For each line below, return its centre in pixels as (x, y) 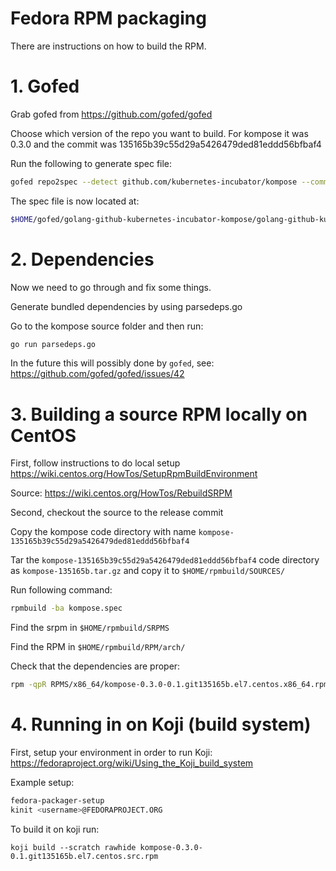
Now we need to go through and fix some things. (111, 287)
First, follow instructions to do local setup (95, 463)
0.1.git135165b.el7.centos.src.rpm (84, 856)
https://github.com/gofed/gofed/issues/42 (97, 374)
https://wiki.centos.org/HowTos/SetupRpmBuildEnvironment (134, 474)
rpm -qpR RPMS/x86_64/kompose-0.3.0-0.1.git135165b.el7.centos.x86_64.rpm (169, 685)
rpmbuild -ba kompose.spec (66, 608)
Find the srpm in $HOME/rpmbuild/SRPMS (90, 628)
